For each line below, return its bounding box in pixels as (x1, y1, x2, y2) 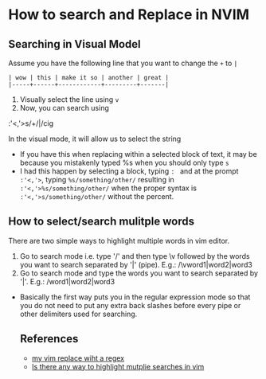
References (19, 332, 79, 346)
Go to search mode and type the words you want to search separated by (19, 268, 259, 278)
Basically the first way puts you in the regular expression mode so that (19, 292, 251, 302)
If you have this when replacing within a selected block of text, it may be (19, 150, 257, 158)
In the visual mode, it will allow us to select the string (8, 134, 182, 143)
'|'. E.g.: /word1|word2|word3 (19, 276, 115, 286)
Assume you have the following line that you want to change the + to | (8, 58, 238, 68)
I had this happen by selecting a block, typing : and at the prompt (19, 166, 239, 176)
